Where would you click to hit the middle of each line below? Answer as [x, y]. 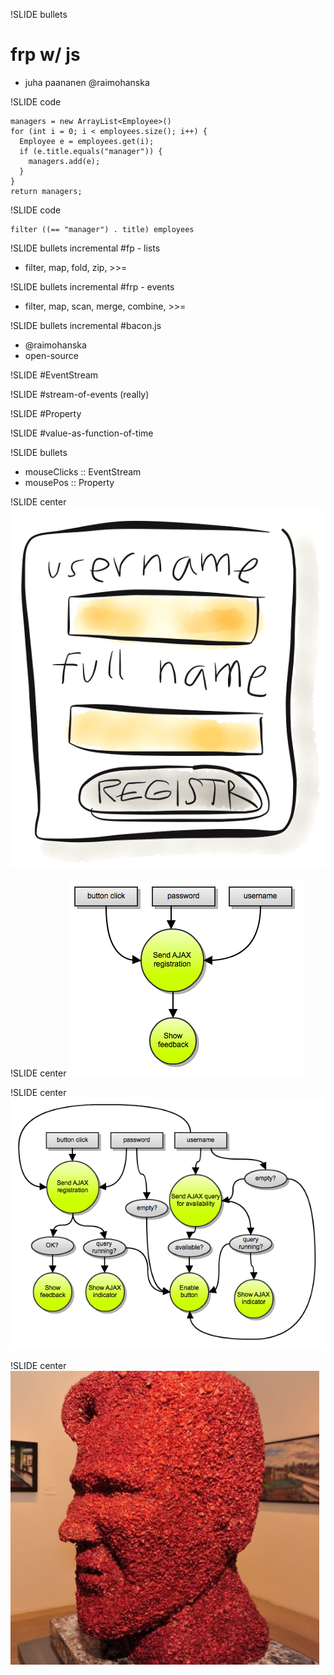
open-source [51, 355]
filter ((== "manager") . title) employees [102, 229]
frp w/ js [45, 55]
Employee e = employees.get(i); [87, 141]
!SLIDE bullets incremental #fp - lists [85, 248]
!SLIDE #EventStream [54, 375]
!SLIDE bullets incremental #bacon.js [86, 325]
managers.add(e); [64, 161]
